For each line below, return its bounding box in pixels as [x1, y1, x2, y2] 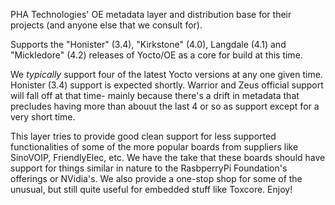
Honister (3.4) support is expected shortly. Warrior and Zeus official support [10, 79, 324, 91]
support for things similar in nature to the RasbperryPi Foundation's [10, 162, 288, 174]
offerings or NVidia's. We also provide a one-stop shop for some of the [10, 173, 303, 184]
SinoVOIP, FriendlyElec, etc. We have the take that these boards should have [10, 152, 326, 163]
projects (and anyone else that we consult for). [10, 19, 203, 31]
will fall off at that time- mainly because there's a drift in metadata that [10, 90, 300, 101]
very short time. [10, 111, 76, 123]
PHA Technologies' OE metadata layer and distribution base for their [10, 9, 292, 20]
